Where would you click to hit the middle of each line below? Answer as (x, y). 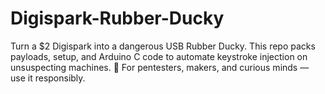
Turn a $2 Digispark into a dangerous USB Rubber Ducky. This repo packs (163, 46)
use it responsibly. (48, 78)
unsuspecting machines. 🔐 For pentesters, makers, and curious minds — (160, 67)
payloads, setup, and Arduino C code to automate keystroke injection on (159, 56)
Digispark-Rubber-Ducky (117, 18)
